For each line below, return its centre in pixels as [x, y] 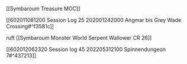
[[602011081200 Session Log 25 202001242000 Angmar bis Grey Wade [94, 20]
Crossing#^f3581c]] [30, 26]
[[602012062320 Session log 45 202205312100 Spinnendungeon [86, 49]
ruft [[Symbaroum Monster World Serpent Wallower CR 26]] [79, 38]
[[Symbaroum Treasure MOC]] [43, 9]
